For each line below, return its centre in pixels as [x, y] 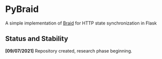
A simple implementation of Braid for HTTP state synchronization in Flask [81, 23]
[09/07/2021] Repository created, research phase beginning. [69, 50]
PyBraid [22, 9]
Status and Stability [37, 39]
